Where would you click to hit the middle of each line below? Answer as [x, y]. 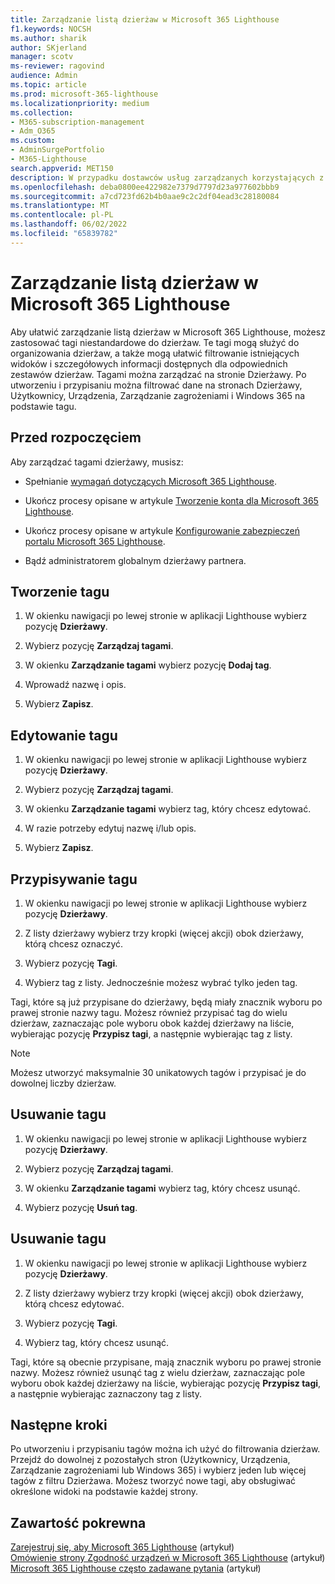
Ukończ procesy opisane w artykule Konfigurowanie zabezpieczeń [162, 530]
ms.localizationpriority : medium [80, 103]
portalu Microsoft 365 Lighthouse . [95, 541]
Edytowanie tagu [64, 735]
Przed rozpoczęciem [76, 437]
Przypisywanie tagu [74, 879]
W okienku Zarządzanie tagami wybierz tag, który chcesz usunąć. [162, 1188]
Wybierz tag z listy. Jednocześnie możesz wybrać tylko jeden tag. [161, 982]
